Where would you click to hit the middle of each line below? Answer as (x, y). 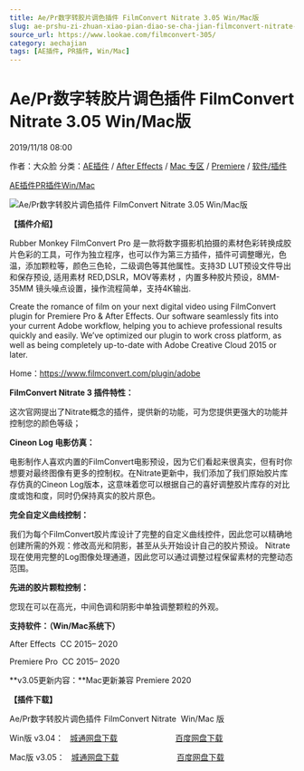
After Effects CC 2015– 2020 (64, 644)
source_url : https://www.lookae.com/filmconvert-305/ (113, 34)
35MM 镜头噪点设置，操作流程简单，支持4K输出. (100, 289)
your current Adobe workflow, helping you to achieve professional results (146, 326)
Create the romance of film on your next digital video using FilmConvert (142, 307)
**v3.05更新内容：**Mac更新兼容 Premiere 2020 (100, 680)
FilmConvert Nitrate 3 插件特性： (71, 393)
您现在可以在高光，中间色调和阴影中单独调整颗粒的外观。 (116, 607)
